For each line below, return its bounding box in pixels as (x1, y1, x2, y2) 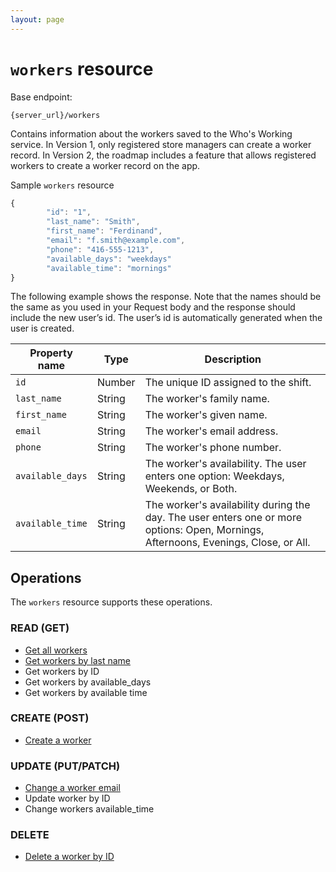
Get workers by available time (24, 686, 148, 698)
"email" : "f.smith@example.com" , (46, 236, 186, 246)
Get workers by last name (24, 654, 131, 666)
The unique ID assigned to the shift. (144, 376, 312, 390)
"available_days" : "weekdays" (46, 254, 172, 264)
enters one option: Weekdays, (144, 469, 285, 483)
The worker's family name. (144, 392, 270, 406)
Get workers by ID (24, 665, 100, 677)
